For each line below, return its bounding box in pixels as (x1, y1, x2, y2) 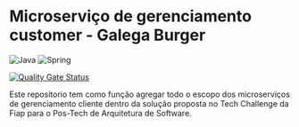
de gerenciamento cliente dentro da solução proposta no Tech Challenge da (9, 98, 289, 108)
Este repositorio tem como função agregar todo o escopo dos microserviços (9, 89, 290, 99)
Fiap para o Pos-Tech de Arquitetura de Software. (9, 107, 192, 118)
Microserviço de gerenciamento (9, 6, 253, 27)
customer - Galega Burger (9, 25, 206, 45)
